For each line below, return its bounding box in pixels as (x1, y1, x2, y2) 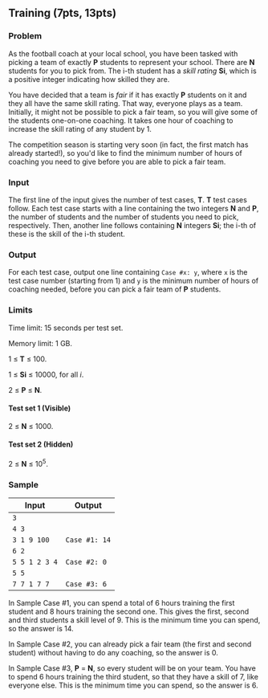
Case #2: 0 (65, 557, 107, 566)
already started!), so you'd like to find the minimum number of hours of (8, 148, 242, 157)
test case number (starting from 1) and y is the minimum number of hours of (8, 276, 259, 286)
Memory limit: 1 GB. (8, 338, 73, 348)
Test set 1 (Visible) (8, 403, 71, 413)
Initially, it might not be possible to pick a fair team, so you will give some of (8, 107, 258, 116)
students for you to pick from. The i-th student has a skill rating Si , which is (8, 66, 257, 76)
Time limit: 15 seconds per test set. (8, 323, 124, 333)
